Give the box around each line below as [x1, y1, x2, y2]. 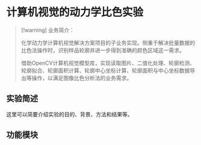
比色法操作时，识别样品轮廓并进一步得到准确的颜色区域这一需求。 [20, 46, 185, 54]
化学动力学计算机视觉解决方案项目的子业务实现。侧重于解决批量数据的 [20, 39, 196, 46]
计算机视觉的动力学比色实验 [6, 5, 144, 19]
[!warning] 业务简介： [20, 26, 75, 34]
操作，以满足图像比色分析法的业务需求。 [31, 74, 132, 81]
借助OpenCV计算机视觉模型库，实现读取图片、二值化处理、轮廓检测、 [20, 59, 196, 67]
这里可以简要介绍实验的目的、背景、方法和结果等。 [6, 110, 133, 117]
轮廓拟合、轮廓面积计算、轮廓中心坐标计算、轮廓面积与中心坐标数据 [20, 67, 190, 74]
